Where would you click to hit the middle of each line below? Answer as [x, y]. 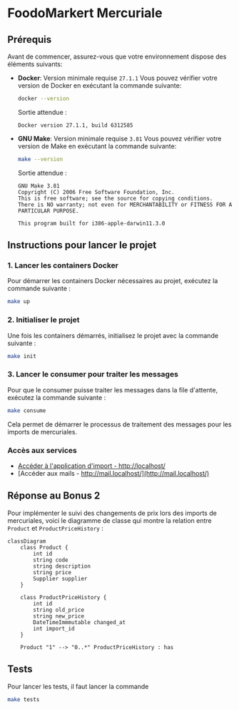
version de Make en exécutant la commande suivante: [97, 146]
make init [22, 356]
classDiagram [27, 541]
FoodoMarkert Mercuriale [85, 13]
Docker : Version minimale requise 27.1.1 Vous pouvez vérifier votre [117, 78]
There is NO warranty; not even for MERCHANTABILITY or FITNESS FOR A [125, 205]
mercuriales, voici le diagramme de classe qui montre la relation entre [110, 520]
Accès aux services [42, 450]
